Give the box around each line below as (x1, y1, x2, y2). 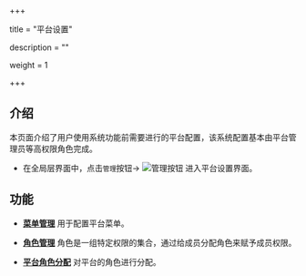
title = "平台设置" (9, 24, 73, 35)
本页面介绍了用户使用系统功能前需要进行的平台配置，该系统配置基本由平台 (9, 131, 289, 142)
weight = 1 (9, 60, 48, 70)
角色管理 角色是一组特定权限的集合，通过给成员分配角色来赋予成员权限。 (22, 237, 297, 248)
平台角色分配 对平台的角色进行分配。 (22, 256, 161, 267)
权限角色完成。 (40, 143, 97, 154)
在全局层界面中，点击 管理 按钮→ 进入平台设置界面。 (22, 162, 258, 173)
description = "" (9, 42, 70, 53)
